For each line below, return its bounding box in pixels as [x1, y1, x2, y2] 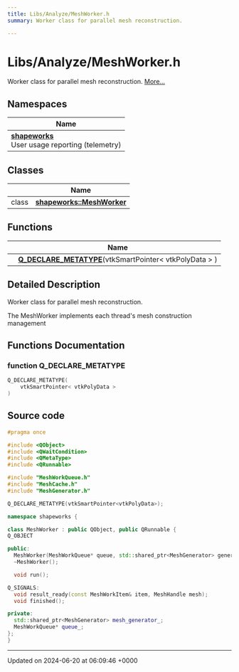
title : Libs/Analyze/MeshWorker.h [7, 10, 110, 18]
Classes [7, 164, 44, 176]
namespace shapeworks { [7, 513, 78, 520]
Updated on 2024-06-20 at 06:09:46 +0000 [7, 656, 138, 665]
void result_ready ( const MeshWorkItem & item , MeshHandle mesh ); [14, 591, 208, 598]
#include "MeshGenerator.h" [7, 487, 91, 494]
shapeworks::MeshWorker [35, 197, 127, 207]
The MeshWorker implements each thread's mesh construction [7, 311, 192, 320]
